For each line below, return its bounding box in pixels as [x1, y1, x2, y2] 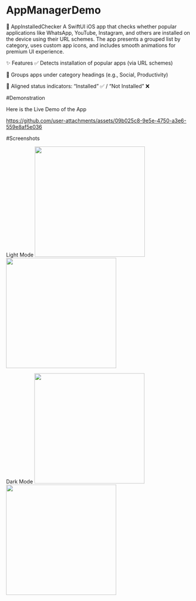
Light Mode [6, 251, 34, 258]
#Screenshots [6, 135, 40, 142]
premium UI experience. [6, 48, 65, 55]
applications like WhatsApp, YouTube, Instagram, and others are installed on [6, 29, 191, 36]
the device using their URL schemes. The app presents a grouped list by [6, 35, 181, 42]
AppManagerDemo [6, 4, 102, 17]
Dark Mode [6, 478, 33, 485]
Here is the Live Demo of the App [6, 105, 87, 112]
